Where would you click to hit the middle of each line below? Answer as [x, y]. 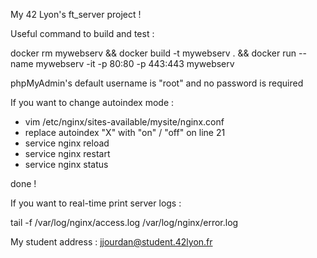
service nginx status [66, 164]
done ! [23, 183]
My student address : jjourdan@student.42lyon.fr [111, 242]
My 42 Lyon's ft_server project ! [76, 14]
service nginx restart [67, 153]
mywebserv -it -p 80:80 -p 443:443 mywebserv [135, 63]
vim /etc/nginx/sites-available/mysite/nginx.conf [124, 122]
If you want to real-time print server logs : [96, 203]
